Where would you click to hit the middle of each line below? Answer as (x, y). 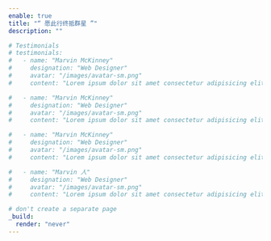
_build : (21, 217)
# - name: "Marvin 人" (50, 172)
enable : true (30, 16)
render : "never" (43, 224)
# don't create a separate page (63, 209)
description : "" (35, 31)
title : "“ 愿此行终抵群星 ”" (53, 23)
